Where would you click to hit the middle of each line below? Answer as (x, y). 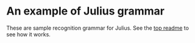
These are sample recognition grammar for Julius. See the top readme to (97, 28)
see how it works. (28, 34)
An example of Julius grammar (86, 11)
